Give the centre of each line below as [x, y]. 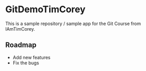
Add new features [32, 57]
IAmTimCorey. [20, 29]
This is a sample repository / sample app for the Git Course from [73, 23]
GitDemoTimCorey [45, 9]
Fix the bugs [26, 63]
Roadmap [21, 45]
